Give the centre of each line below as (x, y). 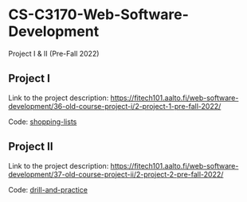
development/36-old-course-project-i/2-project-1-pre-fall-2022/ (115, 106)
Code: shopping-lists (43, 122)
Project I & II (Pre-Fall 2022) (54, 53)
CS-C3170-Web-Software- (99, 15)
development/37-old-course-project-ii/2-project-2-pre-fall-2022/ (116, 174)
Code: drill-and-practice (48, 189)
